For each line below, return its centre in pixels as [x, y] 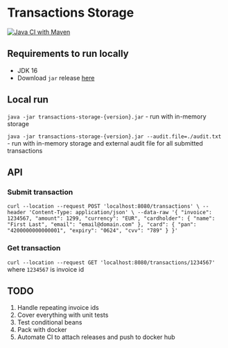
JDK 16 [27, 70]
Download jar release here [56, 78]
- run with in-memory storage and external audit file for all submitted [105, 143]
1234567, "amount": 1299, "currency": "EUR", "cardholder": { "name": [111, 219]
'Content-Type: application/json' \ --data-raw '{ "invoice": [121, 213]
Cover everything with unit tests [63, 315]
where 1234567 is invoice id [46, 269]
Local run [28, 99]
